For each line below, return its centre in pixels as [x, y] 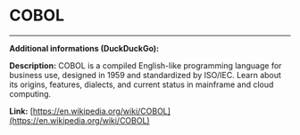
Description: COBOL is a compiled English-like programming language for [146, 65]
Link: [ [21, 111]
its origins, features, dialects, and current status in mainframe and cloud [142, 84]
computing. [30, 93]
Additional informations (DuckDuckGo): [84, 48]
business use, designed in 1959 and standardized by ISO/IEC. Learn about [145, 75]
